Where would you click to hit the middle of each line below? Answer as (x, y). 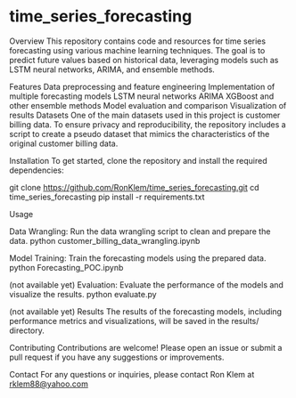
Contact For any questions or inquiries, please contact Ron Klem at (132, 374)
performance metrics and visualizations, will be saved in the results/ (134, 321)
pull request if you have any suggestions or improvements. (117, 357)
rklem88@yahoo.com (49, 384)
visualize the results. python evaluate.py (83, 294)
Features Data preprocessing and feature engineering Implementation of (142, 86)
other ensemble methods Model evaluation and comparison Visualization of (148, 105)
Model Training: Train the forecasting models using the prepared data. (138, 258)
